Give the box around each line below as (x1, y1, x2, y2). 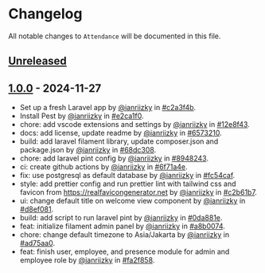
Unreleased (8, 54, 68, 68)
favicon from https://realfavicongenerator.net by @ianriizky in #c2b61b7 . (19, 188, 257, 197)
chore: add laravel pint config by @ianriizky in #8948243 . (19, 153, 209, 164)
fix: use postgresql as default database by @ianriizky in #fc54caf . (19, 171, 236, 180)
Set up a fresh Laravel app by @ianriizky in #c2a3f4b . (19, 103, 197, 113)
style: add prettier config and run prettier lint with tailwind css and (19, 179, 236, 188)
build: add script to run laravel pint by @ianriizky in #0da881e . (19, 213, 223, 223)
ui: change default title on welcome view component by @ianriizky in (19, 196, 246, 206)
